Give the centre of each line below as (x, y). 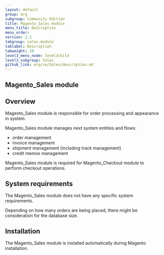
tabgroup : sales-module (30, 42)
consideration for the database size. (42, 216)
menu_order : (17, 33)
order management (32, 138)
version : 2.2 (18, 37)
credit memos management (40, 153)
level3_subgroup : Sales (30, 60)
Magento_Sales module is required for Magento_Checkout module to (75, 163)
